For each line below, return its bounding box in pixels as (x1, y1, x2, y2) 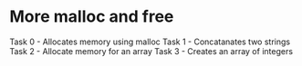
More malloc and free (9, 6, 174, 27)
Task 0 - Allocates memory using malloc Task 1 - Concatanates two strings (9, 36, 290, 47)
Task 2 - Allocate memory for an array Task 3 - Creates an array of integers (9, 45, 294, 56)
